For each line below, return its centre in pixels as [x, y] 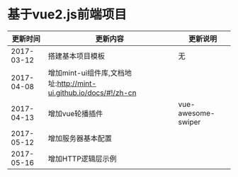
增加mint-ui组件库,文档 [86, 73]
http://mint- [77, 84]
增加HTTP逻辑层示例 [82, 159]
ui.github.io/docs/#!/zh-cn [92, 93]
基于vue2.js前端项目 [67, 15]
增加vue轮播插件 [75, 113]
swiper [189, 122]
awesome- [197, 113]
